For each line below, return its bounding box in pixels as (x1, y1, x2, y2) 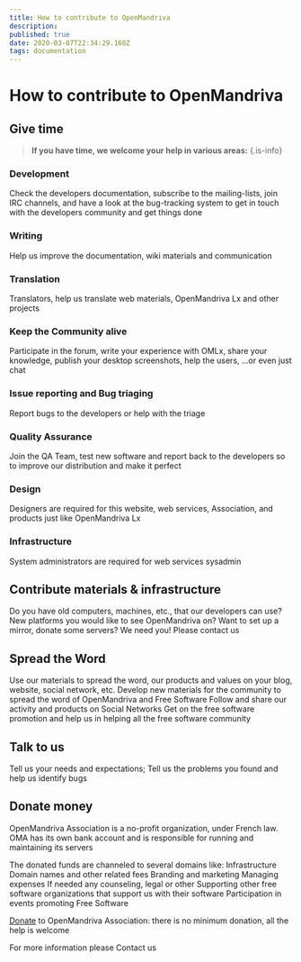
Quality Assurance (9, 430, 93, 442)
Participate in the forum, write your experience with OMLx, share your (9, 346, 268, 357)
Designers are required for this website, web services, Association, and (9, 504, 274, 514)
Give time (9, 121, 65, 136)
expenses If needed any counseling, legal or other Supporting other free (9, 878, 277, 889)
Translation (9, 272, 60, 285)
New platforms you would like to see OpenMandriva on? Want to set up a (9, 615, 279, 626)
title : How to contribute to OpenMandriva (9, 13, 171, 23)
